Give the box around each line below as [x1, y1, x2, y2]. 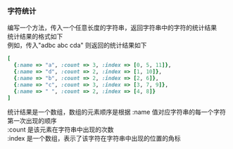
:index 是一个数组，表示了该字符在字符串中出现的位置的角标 [7, 134, 181, 143]
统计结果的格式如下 [7, 32, 63, 41]
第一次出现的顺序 [7, 117, 57, 125]
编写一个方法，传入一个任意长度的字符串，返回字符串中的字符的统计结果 [7, 23, 217, 32]
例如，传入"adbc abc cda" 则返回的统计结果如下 [7, 41, 147, 50]
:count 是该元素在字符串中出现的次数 [7, 125, 114, 134]
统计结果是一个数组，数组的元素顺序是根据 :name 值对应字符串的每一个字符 [7, 108, 227, 117]
